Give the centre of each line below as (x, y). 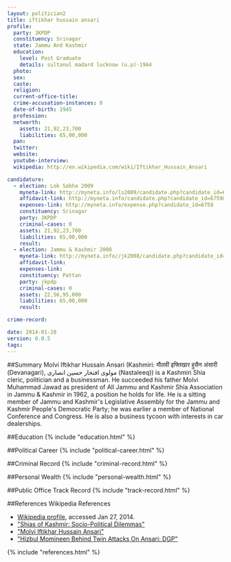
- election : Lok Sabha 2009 (54, 186)
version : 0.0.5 (29, 338)
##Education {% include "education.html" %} (71, 437)
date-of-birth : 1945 (43, 109)
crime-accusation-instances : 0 (58, 103)
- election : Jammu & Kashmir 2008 (63, 250)
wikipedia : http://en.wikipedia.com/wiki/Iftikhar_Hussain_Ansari (110, 167)
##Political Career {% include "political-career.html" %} (86, 450)
